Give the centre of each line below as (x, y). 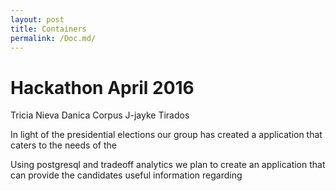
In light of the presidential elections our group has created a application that (166, 135)
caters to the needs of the (63, 145)
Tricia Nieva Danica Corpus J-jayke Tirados (100, 115)
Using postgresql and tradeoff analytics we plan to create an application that (168, 165)
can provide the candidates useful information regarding (126, 175)
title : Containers (48, 29)
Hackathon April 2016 (102, 87)
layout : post (37, 19)
